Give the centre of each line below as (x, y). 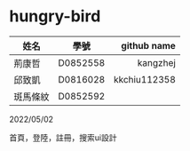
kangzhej (156, 62)
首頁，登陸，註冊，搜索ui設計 (63, 137)
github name (148, 45)
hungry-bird (55, 16)
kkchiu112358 (145, 79)
